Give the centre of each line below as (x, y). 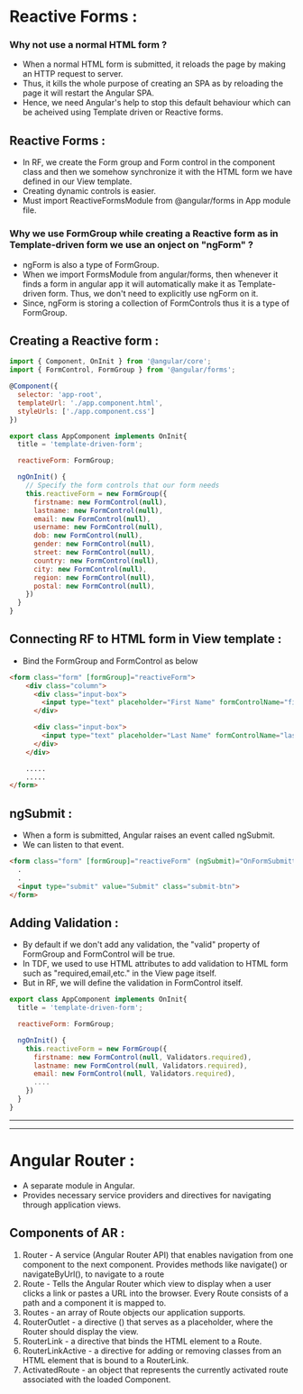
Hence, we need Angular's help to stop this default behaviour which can (156, 103)
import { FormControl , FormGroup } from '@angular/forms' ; (123, 370)
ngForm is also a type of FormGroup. (91, 264)
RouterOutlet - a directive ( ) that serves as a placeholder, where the (147, 1322)
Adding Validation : (64, 923)
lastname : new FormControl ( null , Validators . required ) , (140, 1066)
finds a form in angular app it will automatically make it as (129, 284)
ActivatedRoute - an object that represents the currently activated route (155, 1370)
